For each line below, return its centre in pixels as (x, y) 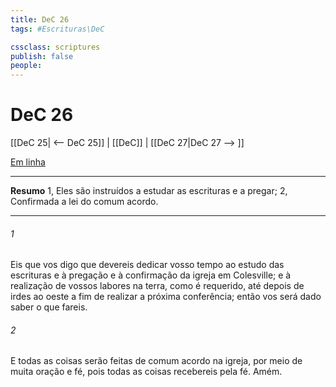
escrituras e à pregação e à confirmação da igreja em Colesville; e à (151, 275)
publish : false (42, 56)
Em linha (28, 162)
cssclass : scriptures (55, 47)
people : (26, 66)
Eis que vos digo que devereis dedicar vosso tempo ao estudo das (147, 265)
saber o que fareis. (49, 307)
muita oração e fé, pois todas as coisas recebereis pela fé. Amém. (146, 372)
